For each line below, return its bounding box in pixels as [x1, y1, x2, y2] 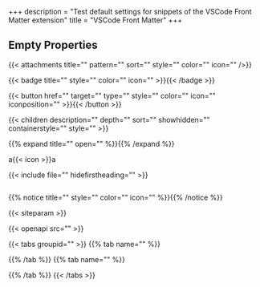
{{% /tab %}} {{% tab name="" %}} [8, 254, 126, 264]
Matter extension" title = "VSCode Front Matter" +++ [8, 15, 183, 25]
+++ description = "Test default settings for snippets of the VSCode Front [8, 7, 252, 16]
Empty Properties [8, 38, 98, 52]
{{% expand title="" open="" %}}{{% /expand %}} [8, 139, 175, 148]
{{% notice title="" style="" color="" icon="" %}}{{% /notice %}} [8, 192, 223, 202]
